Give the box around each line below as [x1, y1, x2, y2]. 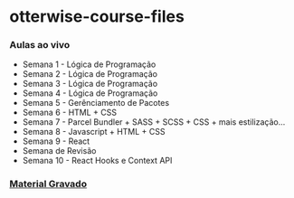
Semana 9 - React [22, 136, 90, 146]
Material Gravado [9, 178, 88, 191]
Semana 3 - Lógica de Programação [22, 79, 158, 90]
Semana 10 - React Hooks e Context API [22, 156, 173, 166]
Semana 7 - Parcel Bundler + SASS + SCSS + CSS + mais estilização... [22, 117, 286, 127]
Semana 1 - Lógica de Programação [22, 59, 156, 70]
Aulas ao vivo [9, 39, 71, 52]
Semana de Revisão [22, 146, 97, 156]
